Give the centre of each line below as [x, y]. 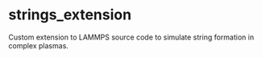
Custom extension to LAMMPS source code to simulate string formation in [131, 37]
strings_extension [70, 15]
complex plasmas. [38, 45]
